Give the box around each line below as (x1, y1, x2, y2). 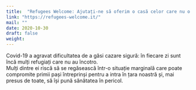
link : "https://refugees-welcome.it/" (6, 14, 101, 20)
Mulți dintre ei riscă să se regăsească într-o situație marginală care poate (6, 65, 183, 71)
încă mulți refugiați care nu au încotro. (6, 58, 98, 65)
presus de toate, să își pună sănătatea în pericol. (6, 77, 123, 84)
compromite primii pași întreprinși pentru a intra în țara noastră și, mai (6, 71, 174, 78)
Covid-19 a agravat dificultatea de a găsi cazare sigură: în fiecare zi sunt (6, 52, 181, 59)
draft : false (6, 31, 38, 36)
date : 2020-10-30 (6, 25, 49, 31)
